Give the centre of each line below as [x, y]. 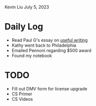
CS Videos [22, 99]
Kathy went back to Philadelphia [44, 45]
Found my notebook [32, 55]
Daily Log [24, 27]
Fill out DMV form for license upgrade [49, 88]
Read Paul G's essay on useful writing [50, 40]
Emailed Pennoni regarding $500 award [51, 50]
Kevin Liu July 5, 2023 [27, 7]
